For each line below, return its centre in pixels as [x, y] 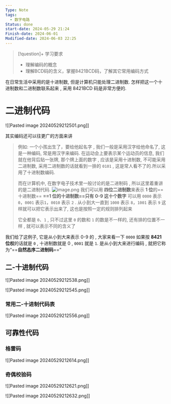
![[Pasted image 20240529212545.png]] [48, 290]
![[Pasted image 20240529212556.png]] [48, 316]
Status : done [19, 24]
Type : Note [17, 10]
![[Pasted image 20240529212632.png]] [48, 396]
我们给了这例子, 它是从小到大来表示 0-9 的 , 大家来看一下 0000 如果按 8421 [83, 237]
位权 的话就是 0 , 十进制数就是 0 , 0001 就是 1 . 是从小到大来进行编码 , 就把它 [83, 243]
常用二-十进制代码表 [30, 304]
